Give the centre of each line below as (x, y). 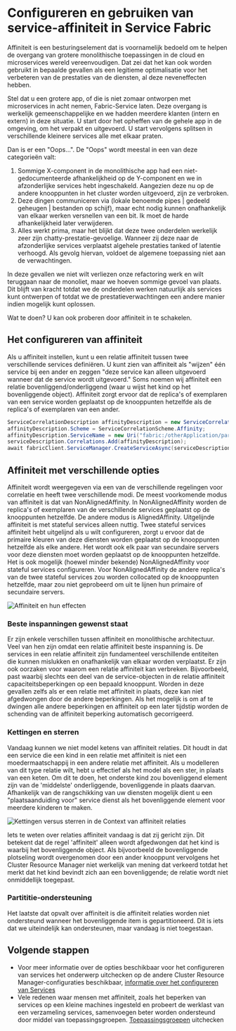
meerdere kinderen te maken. (50, 807)
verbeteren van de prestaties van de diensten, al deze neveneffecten (107, 77)
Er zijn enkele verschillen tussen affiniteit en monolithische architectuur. (111, 639)
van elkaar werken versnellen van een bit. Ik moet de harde (103, 215)
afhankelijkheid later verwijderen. (65, 223)
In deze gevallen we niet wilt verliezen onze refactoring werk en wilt (105, 274)
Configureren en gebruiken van (101, 13)
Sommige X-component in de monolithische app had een (100, 170)
